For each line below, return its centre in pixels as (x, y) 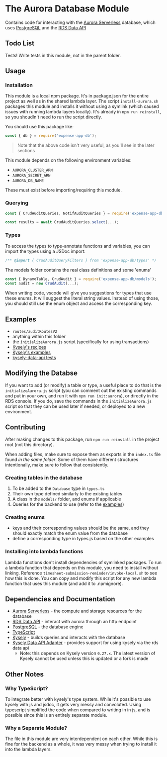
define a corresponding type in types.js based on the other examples (83, 539)
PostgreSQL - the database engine (48, 627)
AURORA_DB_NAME (28, 181)
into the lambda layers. (29, 750)
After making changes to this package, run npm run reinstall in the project (82, 439)
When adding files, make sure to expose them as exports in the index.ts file (83, 454)
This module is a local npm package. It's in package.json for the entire (77, 96)
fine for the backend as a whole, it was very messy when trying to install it (81, 744)
